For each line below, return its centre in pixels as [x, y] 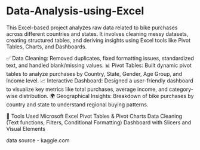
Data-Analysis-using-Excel [75, 11]
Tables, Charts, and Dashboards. [47, 47]
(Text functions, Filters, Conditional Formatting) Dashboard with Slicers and [99, 122]
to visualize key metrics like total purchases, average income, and [87, 89]
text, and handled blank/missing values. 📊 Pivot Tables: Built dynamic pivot [99, 65]
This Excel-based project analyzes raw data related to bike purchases [92, 27]
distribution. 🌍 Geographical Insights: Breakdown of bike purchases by [106, 96]
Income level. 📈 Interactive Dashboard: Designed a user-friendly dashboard [100, 80]
